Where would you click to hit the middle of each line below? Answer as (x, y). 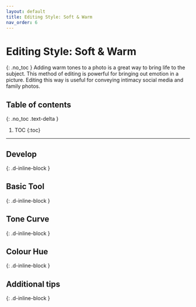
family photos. (23, 86)
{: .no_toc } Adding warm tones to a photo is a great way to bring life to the (96, 67)
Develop (21, 154)
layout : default (26, 11)
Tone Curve (28, 219)
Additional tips (33, 284)
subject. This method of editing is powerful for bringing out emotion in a (92, 74)
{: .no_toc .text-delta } (32, 119)
